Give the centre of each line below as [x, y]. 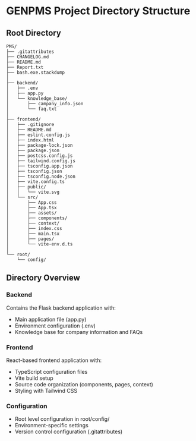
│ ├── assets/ [32, 213]
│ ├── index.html [30, 140]
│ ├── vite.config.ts [36, 182]
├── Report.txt [25, 67]
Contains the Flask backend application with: [61, 308]
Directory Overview [43, 278]
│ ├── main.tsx [33, 234]
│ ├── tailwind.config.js [41, 161]
